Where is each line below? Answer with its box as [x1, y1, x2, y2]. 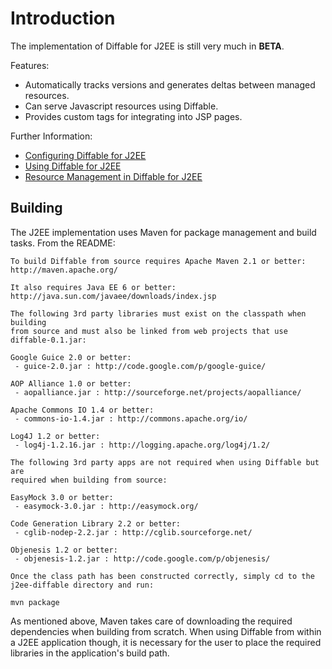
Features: [10, 59, 50, 71]
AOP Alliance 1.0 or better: [10, 378, 132, 389]
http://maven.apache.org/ [10, 265, 118, 275]
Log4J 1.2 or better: [10, 431, 101, 441]
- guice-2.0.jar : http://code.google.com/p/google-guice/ [14, 361, 267, 371]
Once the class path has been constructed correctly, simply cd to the [10, 571, 315, 581]
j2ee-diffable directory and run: [10, 580, 155, 590]
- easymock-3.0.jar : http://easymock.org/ [14, 501, 199, 511]
